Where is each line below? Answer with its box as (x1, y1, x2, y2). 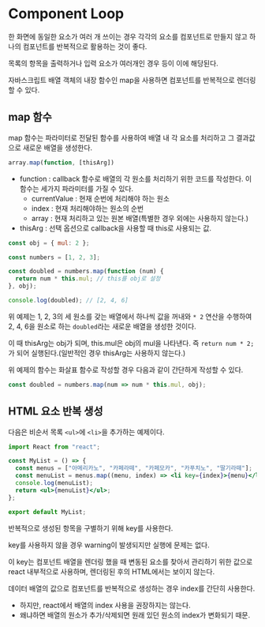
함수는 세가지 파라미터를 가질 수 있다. (19, 183, 134, 193)
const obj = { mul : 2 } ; (8, 238, 90, 247)
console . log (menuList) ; (15, 479, 93, 487)
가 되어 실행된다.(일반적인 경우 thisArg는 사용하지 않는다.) (8, 348, 186, 358)
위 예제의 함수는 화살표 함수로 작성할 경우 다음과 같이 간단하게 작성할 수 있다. (8, 365, 244, 374)
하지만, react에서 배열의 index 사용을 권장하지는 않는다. (19, 600, 191, 610)
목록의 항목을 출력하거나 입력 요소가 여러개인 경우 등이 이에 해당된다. (8, 58, 218, 68)
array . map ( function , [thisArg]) (8, 159, 114, 167)
